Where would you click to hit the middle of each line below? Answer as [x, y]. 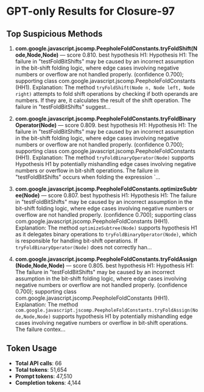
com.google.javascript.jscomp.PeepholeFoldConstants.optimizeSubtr [106, 189]
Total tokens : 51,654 [41, 369]
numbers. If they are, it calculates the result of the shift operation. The [103, 100]
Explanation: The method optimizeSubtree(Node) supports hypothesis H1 [106, 228]
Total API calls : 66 [38, 363]
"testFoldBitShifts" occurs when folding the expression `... [88, 177]
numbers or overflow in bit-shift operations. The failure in [87, 170]
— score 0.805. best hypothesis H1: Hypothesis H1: [130, 266]
